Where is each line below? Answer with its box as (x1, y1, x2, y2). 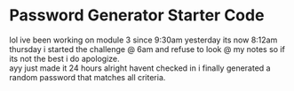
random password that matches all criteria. (9, 72, 166, 82)
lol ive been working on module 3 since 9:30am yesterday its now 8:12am (9, 34, 278, 45)
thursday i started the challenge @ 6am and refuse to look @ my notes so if (9, 43, 286, 54)
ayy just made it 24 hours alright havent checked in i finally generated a (9, 63, 271, 73)
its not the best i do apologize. (9, 53, 120, 64)
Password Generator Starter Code (9, 5, 265, 26)
